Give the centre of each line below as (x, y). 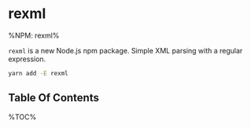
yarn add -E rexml (38, 73)
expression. (27, 59)
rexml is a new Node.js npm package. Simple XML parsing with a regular (125, 50)
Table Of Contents (54, 98)
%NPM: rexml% (34, 35)
